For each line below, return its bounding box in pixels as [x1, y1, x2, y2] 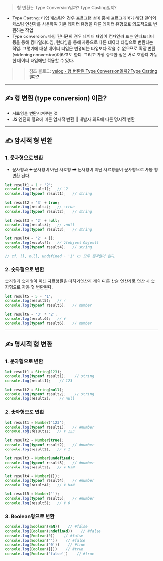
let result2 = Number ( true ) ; [5, 438, 64, 443]
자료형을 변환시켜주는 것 [12, 110, 58, 116]
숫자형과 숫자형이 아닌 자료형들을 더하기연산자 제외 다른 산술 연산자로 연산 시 [5, 278, 150, 284]
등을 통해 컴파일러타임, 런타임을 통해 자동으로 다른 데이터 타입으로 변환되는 [12, 39, 154, 45]
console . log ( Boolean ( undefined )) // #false [5, 528, 101, 534]
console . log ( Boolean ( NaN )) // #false [5, 524, 88, 529]
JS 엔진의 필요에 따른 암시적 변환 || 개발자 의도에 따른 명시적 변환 [12, 116, 135, 122]
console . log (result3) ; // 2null [5, 223, 75, 227]
